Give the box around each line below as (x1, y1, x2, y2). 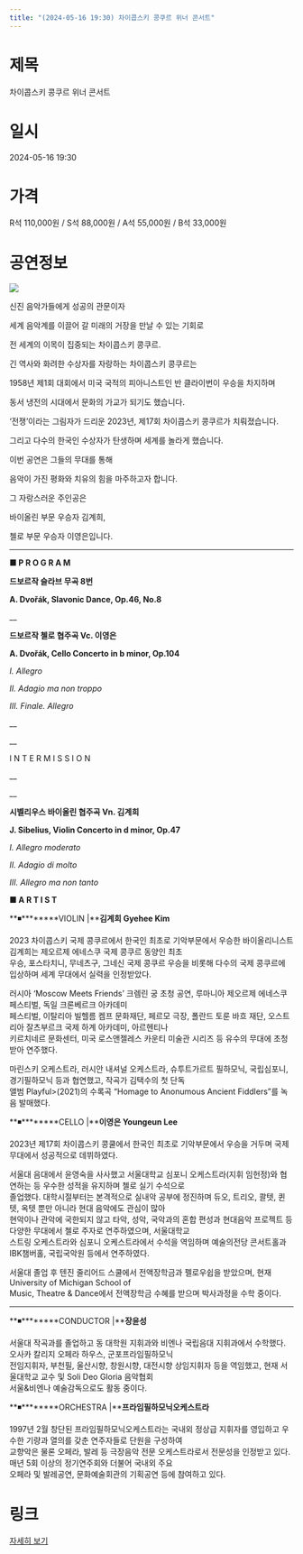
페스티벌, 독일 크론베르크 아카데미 (9, 999, 128, 1010)
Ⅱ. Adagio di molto (9, 860, 78, 870)
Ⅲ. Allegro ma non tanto (9, 877, 99, 888)
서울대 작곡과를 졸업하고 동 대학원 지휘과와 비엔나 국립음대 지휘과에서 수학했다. (9, 1338, 287, 1348)
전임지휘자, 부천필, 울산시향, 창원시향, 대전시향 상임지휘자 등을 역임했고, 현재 (9, 1360, 279, 1371)
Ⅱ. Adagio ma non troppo (9, 683, 102, 694)
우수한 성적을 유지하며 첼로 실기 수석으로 (42, 1181, 185, 1191)
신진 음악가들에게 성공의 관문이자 (9, 301, 126, 312)
